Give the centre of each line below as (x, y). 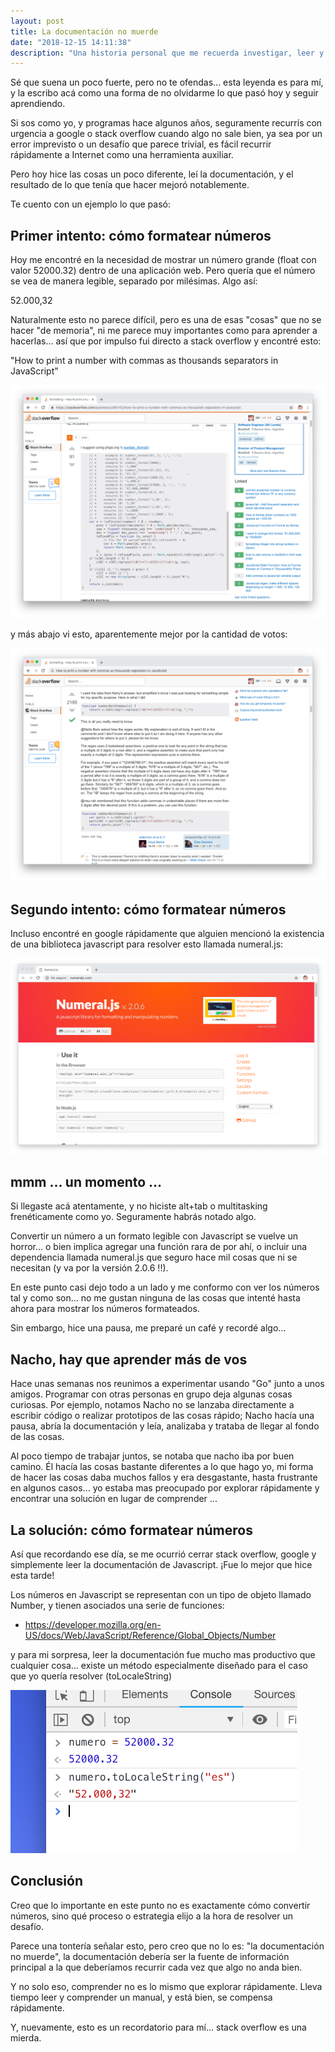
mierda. (26, 2037)
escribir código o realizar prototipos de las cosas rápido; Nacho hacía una (162, 1416)
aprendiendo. (38, 104)
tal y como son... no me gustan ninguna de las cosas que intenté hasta (155, 1298)
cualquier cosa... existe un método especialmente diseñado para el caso (159, 1665)
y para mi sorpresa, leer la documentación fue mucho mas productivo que (163, 1654)
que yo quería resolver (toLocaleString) (91, 1676)
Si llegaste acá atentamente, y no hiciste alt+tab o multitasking (139, 1206)
